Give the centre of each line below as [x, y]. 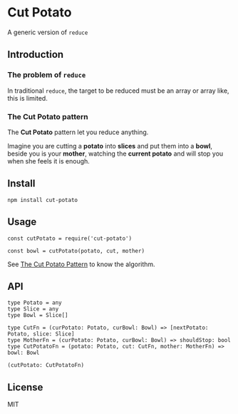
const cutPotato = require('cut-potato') [70, 238]
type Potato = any [35, 303]
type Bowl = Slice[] [38, 315]
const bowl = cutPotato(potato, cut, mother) [76, 251]
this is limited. [27, 98]
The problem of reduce [47, 75]
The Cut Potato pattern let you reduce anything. [78, 132]
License [25, 387]
